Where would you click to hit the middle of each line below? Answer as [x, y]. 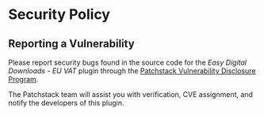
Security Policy [59, 15]
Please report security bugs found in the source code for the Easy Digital [128, 62]
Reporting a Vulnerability [71, 44]
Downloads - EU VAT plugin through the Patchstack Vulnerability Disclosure [132, 71]
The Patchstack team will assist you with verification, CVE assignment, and [131, 95]
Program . [23, 79]
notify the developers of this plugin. [66, 103]
